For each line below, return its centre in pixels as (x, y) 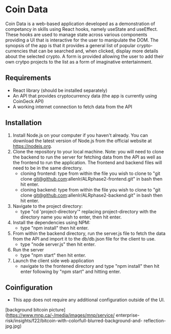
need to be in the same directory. (48, 168)
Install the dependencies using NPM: (51, 222)
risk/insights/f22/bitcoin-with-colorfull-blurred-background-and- (74, 321)
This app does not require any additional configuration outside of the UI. (89, 300)
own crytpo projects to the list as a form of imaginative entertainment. (79, 62)
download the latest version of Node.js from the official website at (82, 141)
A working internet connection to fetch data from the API (72, 107)
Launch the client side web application (53, 261)
